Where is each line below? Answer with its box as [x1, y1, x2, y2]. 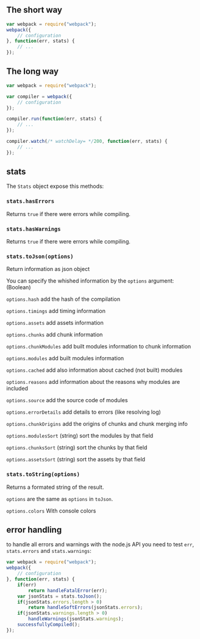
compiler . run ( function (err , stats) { [6, 116, 102, 122]
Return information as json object [6, 265, 90, 273]
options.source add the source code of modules [6, 397, 128, 404]
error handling [6, 525, 62, 535]
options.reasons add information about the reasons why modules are [6, 378, 180, 386]
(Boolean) [6, 284, 31, 291]
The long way [6, 67, 59, 77]
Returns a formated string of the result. [6, 483, 104, 491]
